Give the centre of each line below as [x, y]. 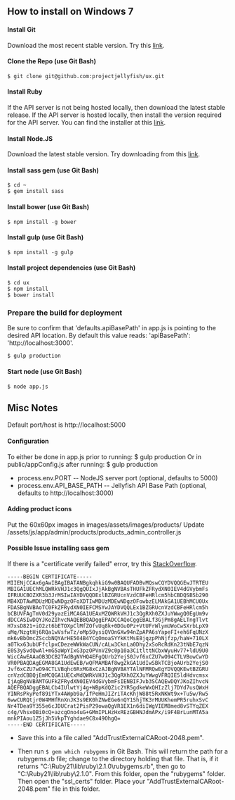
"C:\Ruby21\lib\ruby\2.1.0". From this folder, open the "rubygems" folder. [121, 773]
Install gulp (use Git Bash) [46, 237]
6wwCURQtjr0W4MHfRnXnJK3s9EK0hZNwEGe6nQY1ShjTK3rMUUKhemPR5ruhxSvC [108, 700]
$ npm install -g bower [42, 222]
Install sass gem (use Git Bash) [53, 170]
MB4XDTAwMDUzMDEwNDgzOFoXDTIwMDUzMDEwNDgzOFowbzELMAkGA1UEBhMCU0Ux [108, 601]
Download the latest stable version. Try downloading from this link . [104, 154]
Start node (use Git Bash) [45, 371]
